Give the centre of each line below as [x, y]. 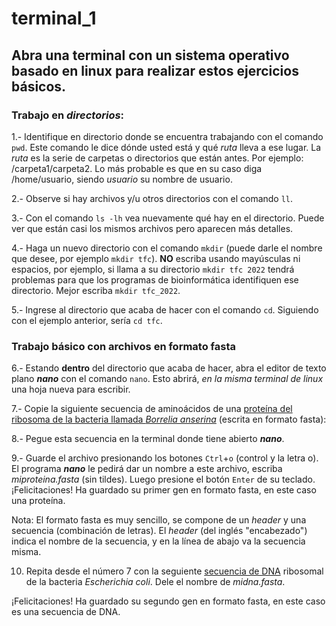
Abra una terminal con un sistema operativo [150, 55]
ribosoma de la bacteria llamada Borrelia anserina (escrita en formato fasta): [169, 419]
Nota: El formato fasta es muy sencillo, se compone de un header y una [159, 520]
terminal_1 [54, 18]
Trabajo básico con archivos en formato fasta [124, 346]
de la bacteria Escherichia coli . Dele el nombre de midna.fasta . [155, 582]
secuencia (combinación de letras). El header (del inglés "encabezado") [159, 531]
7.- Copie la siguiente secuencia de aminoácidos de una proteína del [152, 409]
